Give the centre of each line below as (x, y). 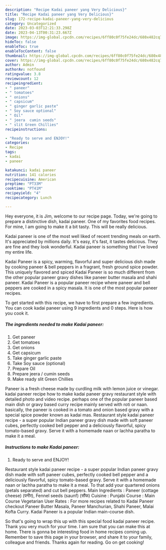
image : (12, 38)
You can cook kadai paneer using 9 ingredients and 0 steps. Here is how (79, 308)
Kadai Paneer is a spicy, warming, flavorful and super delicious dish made (80, 261)
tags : (11, 152)
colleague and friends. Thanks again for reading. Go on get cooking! (75, 542)
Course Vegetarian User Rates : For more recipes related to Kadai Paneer (80, 501)
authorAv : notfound (25, 70)
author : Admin (20, 65)
